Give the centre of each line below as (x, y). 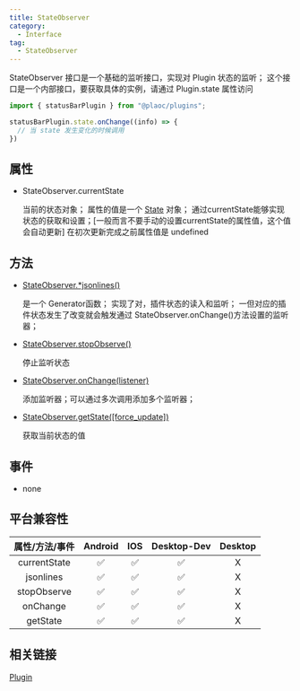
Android (101, 546)
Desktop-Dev (181, 546)
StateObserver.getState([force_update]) (95, 417)
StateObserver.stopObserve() (77, 344)
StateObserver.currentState (73, 191)
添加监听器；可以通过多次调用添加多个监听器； (108, 399)
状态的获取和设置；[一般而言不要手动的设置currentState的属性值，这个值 (156, 221)
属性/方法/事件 (44, 547)
